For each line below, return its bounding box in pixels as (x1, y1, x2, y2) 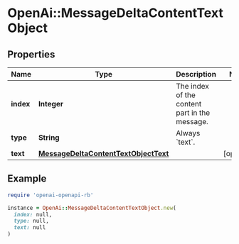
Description (175, 70, 217, 79)
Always (175, 128, 201, 138)
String (38, 133, 60, 143)
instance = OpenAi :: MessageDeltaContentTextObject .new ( (7, 204, 176, 211)
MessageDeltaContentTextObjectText (38, 149, 169, 158)
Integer (38, 99, 64, 109)
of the (175, 90, 196, 100)
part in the (175, 108, 211, 118)
